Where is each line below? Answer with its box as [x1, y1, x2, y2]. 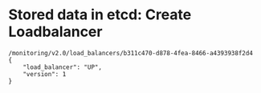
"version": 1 [22, 70, 67, 78]
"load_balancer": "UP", [22, 63, 103, 71]
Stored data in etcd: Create [8, 6, 192, 24]
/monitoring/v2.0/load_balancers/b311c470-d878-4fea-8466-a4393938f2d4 [8, 49, 253, 57]
